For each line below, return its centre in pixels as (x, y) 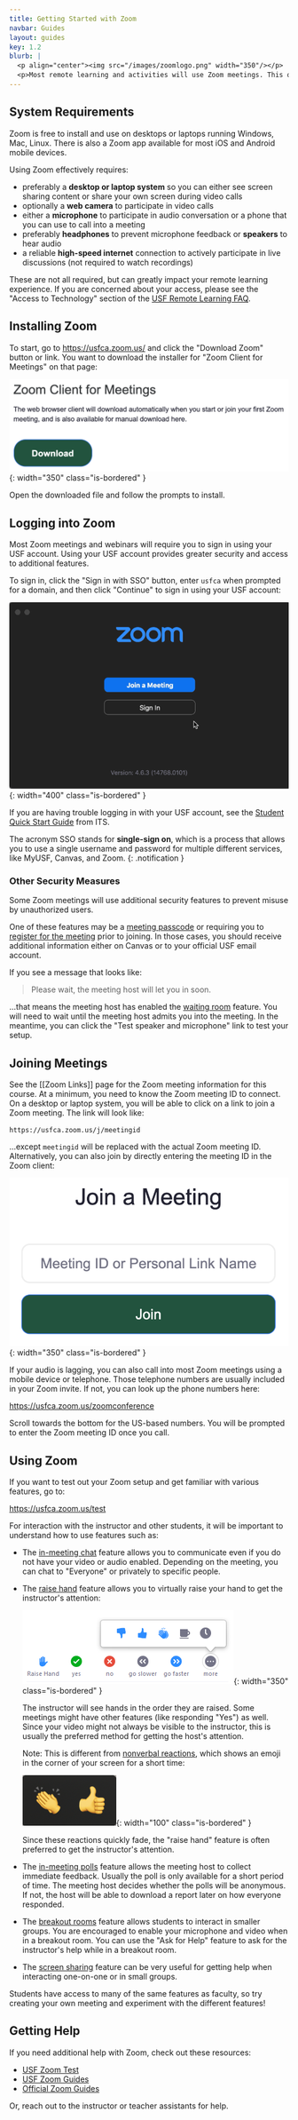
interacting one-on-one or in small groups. (99, 1977)
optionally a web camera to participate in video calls (118, 205)
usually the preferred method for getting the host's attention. (133, 1736)
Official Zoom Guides (61, 2088)
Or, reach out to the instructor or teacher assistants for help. (119, 2106)
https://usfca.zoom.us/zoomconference (82, 1406)
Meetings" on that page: (53, 366)
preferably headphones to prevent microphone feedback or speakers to (155, 234)
